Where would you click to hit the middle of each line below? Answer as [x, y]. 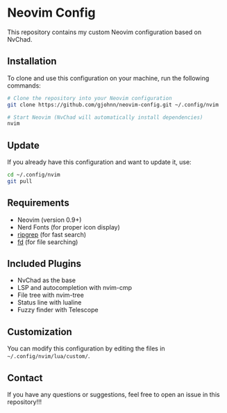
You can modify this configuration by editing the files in [86, 348]
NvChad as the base [47, 280]
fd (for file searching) [48, 242]
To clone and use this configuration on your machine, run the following [108, 78]
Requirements [38, 203]
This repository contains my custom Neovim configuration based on [104, 32]
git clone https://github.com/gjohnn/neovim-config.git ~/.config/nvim [113, 105]
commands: [24, 86]
